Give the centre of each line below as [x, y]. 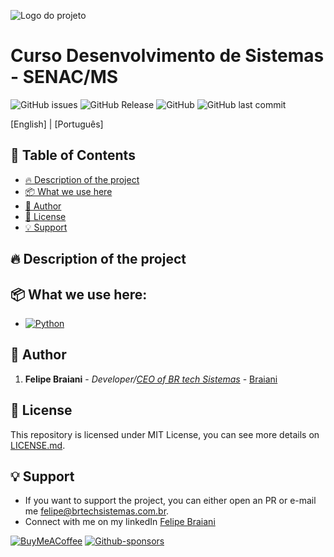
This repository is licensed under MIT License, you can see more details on [165, 434]
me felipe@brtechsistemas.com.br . [97, 511]
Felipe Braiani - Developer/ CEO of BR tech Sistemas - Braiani [151, 379]
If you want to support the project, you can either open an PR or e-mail [170, 501]
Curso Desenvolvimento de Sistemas [167, 56]
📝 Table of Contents [73, 155]
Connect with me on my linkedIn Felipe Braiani [120, 522]
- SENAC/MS [64, 77]
